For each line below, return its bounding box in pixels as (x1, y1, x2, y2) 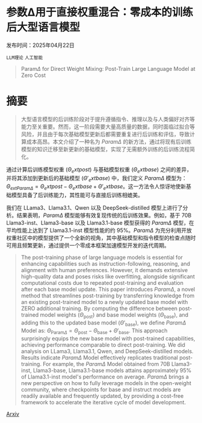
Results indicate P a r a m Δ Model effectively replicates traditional (20, 354, 179, 361)
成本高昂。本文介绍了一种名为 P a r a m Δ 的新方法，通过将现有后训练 (26, 138, 192, 145)
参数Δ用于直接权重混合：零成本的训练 (6, 5, 194, 19)
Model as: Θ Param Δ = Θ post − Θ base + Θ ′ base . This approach (20, 327, 168, 335)
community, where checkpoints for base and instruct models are (20, 386, 182, 393)
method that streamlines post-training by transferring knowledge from (20, 292, 195, 299)
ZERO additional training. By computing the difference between (20, 305, 178, 312)
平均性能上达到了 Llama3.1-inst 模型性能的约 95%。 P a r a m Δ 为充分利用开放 (6, 227, 192, 234)
